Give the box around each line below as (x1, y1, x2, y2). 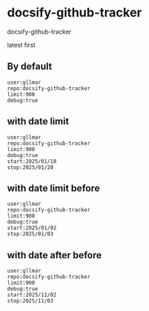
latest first (7, 41, 36, 49)
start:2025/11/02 (7, 292, 57, 299)
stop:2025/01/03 (7, 231, 54, 238)
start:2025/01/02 (7, 224, 57, 231)
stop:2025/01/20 (7, 163, 54, 171)
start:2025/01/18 (7, 158, 57, 165)
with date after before (7, 249, 102, 261)
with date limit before (7, 182, 100, 194)
